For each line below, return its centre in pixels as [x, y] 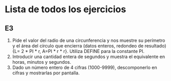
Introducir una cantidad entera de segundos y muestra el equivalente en [89, 57]
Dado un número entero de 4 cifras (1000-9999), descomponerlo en [84, 67]
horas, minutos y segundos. [42, 62]
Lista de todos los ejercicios [65, 9]
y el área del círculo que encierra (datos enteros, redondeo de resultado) [89, 46]
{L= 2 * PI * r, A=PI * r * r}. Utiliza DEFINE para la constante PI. [78, 51]
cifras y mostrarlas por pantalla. [46, 73]
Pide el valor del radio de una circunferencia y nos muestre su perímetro [89, 40]
